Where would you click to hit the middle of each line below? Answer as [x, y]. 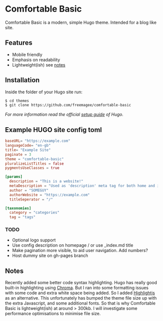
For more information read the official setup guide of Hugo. [64, 115]
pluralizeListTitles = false [34, 164]
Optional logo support [34, 240]
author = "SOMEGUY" [29, 190]
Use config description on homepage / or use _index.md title [73, 245]
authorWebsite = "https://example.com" [50, 195]
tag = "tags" [23, 217]
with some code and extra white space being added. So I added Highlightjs [80, 293]
